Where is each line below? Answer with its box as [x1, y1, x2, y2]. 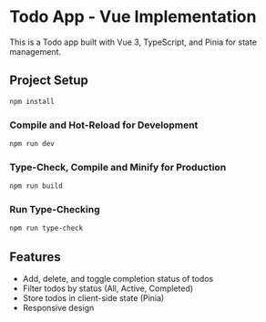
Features [9, 249, 61, 265]
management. [9, 46, 62, 57]
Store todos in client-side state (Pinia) [22, 292, 165, 303]
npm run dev [9, 139, 55, 148]
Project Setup [9, 73, 89, 88]
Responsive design [22, 302, 95, 313]
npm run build [9, 182, 64, 191]
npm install [9, 97, 55, 106]
